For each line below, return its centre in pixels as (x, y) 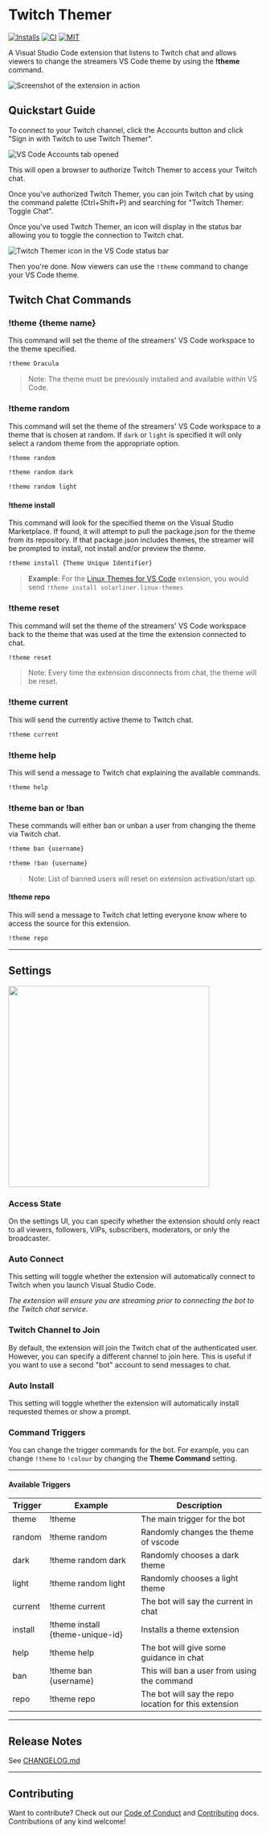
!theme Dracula (34, 364)
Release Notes (45, 1741)
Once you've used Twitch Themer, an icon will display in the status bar (125, 226)
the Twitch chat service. (48, 1310)
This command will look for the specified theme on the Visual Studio (121, 523)
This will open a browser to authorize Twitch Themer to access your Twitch (133, 170)
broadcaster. (29, 1238)
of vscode (160, 1542)
